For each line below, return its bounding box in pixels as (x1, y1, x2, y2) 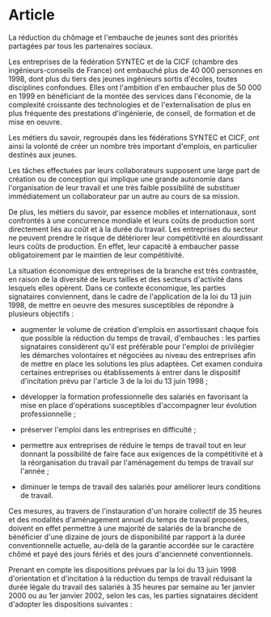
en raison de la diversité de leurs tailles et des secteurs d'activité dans (8, 274, 243, 284)
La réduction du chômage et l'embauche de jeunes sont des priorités (8, 32, 239, 42)
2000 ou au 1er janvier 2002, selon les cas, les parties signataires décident (8, 590, 259, 600)
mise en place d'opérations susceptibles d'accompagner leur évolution (19, 400, 257, 410)
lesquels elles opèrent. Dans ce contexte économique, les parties (8, 283, 227, 292)
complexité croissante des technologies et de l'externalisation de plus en (8, 100, 252, 109)
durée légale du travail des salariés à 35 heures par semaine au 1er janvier (8, 581, 256, 592)
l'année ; (19, 466, 50, 475)
